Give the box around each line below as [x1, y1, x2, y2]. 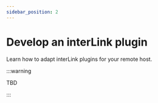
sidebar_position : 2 [6, 9, 59, 15]
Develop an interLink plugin [6, 35, 148, 49]
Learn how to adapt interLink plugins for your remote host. [6, 55, 153, 63]
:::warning [6, 67, 32, 74]
